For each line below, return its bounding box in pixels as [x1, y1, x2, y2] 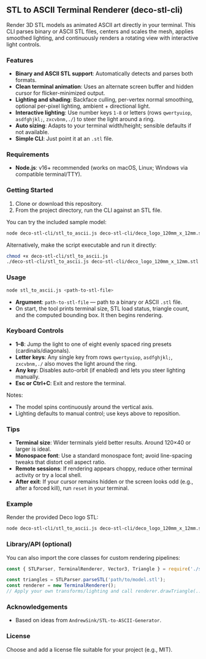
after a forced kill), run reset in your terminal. [15, 484, 129, 492]
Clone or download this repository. [15, 200, 103, 207]
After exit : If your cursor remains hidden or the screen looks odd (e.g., [15, 478, 193, 486]
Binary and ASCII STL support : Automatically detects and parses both [15, 70, 193, 77]
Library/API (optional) [6, 540, 72, 549]
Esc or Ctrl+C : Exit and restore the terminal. [15, 379, 126, 386]
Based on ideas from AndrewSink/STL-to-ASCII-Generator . [15, 617, 162, 624]
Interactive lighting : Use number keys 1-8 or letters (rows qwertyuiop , [15, 109, 193, 116]
